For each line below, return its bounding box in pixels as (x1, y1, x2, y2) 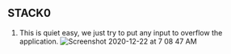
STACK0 (7, 6, 52, 20)
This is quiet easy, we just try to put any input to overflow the (19, 27, 223, 37)
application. (19, 36, 59, 46)
